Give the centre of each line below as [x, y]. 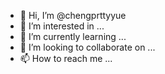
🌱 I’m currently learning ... [73, 36]
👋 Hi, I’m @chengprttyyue [73, 15]
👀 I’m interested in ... [62, 26]
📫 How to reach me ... [66, 58]
